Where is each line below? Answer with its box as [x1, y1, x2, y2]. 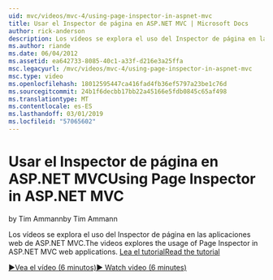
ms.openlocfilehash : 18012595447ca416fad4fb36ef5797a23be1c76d [8, 80, 227, 88]
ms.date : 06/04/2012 [8, 50, 79, 58]
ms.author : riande [8, 42, 71, 50]
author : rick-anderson [8, 27, 85, 35]
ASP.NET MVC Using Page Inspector [8, 170, 256, 188]
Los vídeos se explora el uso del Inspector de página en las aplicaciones [8, 229, 251, 239]
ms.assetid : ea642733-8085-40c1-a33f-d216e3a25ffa [8, 58, 184, 66]
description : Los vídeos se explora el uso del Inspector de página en [8, 34, 256, 43]
